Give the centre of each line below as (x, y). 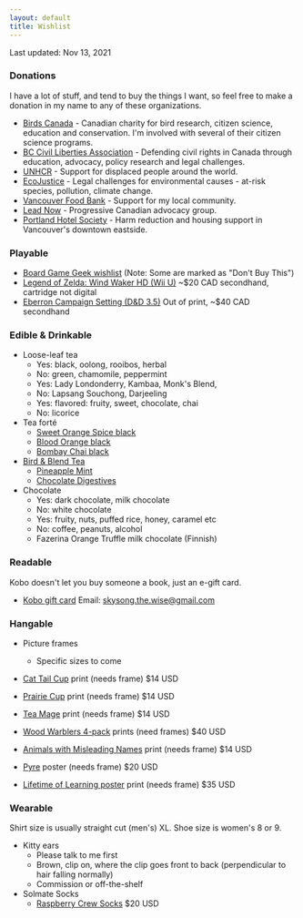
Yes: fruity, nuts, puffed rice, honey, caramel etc (126, 519)
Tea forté (40, 423)
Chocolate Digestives (76, 481)
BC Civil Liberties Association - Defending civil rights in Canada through (157, 152)
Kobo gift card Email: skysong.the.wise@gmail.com (119, 600)
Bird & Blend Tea (54, 462)
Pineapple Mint (64, 471)
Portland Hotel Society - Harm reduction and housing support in (142, 219)
